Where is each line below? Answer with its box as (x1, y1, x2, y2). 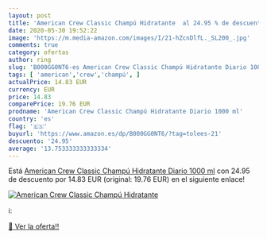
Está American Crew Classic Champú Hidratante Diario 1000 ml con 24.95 (8, 166, 250, 175)
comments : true (8, 41, 59, 49)
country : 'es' (8, 115, 56, 123)
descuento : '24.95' (8, 137, 73, 145)
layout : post (8, 11, 52, 20)
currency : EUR (8, 85, 56, 94)
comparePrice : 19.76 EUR (8, 100, 91, 108)
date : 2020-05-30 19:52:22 (8, 26, 98, 34)
